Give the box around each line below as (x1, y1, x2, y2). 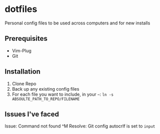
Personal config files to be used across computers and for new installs (5, 20, 150, 26)
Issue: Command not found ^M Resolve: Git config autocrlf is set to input (5, 123, 155, 129)
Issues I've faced (5, 110, 59, 118)
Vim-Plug (12, 47, 32, 53)
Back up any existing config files (12, 86, 80, 92)
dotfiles (5, 3, 38, 15)
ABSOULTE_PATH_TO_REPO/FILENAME (12, 96, 80, 102)
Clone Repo (12, 81, 37, 87)
